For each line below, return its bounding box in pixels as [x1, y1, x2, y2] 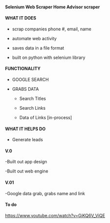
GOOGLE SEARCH [12, 76, 49, 82]
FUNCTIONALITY [5, 66, 41, 72]
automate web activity [12, 35, 57, 41]
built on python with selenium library [12, 54, 86, 60]
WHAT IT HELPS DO [5, 125, 46, 132]
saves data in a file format [12, 45, 64, 51]
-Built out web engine [5, 168, 49, 174]
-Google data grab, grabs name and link [5, 190, 85, 196]
